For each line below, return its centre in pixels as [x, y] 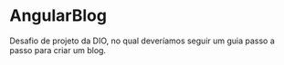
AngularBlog [58, 16]
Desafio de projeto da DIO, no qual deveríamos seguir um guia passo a [142, 41]
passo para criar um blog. [58, 50]
